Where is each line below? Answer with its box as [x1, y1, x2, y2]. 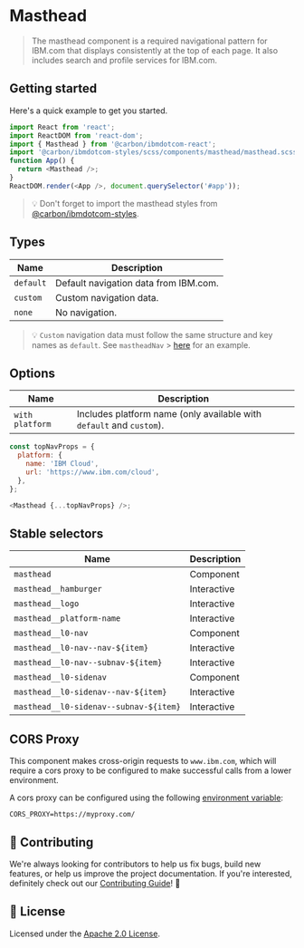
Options [9, 365, 56, 381]
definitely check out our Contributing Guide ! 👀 [9, 877, 181, 888]
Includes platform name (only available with [76, 408, 262, 421]
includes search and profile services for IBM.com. [31, 54, 218, 65]
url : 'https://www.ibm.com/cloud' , [25, 468, 160, 477]
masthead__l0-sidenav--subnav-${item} [14, 701, 181, 712]
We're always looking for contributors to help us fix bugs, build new [9, 858, 261, 869]
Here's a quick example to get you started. [9, 105, 168, 116]
